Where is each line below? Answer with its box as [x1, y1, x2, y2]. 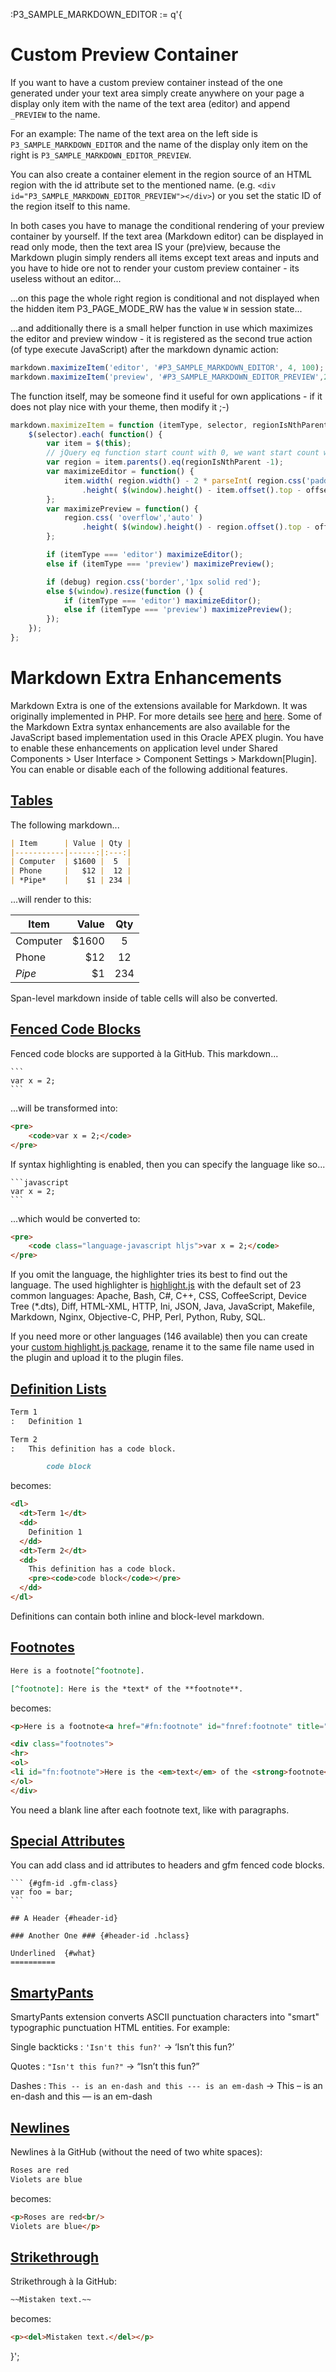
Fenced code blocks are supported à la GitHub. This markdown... [10, 1047, 279, 1059]
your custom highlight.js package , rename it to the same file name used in [10, 1341, 315, 1353]
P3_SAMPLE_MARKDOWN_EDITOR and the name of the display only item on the [10, 138, 309, 150]
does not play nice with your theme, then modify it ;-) [10, 400, 230, 413]
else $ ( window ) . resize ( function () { [46, 586, 203, 596]
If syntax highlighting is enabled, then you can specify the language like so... [10, 1158, 326, 1170]
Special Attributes [10, 1833, 126, 1850]
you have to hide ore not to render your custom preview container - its [10, 262, 300, 274]
